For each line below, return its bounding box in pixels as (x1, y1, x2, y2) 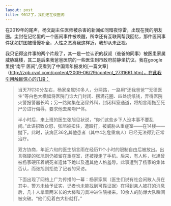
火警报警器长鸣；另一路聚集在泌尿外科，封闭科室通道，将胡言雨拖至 (17, 99, 161, 105)
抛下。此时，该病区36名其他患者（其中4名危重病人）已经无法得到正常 (17, 129, 165, 135)
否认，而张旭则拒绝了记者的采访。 (17, 165, 90, 171)
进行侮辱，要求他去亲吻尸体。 (26, 105, 90, 112)
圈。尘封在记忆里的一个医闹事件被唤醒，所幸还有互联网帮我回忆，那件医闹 (5, 33, 161, 39)
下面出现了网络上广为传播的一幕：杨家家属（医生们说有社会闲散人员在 (17, 176, 165, 182)
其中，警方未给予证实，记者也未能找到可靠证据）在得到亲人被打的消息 (17, 183, 165, 189)
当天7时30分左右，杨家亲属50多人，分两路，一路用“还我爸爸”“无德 (17, 86, 158, 93)
